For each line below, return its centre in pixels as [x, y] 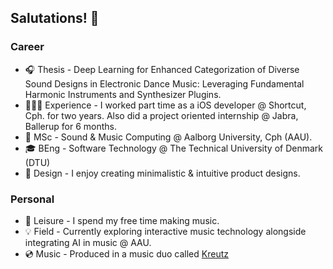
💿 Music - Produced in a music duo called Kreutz [126, 253]
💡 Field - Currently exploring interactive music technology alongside [165, 231]
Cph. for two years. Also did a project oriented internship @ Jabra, [161, 115]
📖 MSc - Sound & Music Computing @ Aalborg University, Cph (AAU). [168, 137]
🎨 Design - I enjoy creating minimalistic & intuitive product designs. [162, 173]
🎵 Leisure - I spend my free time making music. [122, 220]
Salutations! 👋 [55, 18]
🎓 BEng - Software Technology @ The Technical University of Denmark [173, 148]
